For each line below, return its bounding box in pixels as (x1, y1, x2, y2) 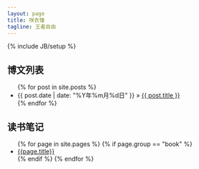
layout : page (7, 10, 45, 17)
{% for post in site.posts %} (17, 83, 97, 91)
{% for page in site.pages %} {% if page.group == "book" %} (17, 140, 193, 148)
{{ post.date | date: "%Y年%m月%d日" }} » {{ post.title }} (17, 91, 180, 99)
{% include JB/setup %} (7, 42, 76, 51)
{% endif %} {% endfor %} (17, 154, 94, 163)
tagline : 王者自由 (7, 23, 57, 30)
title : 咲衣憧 (7, 17, 45, 24)
